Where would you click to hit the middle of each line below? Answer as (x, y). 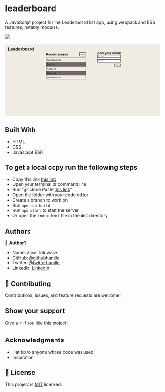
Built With (20, 130)
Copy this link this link (34, 179)
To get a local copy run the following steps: (72, 167)
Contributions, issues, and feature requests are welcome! (63, 295)
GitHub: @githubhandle (36, 258)
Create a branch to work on (40, 200)
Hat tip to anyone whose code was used (53, 352)
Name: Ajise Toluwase (35, 253)
